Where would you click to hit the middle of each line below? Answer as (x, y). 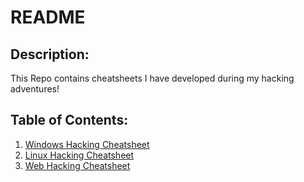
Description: (50, 54)
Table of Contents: (69, 120)
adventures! (35, 89)
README (48, 17)
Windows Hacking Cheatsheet (87, 144)
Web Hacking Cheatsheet (77, 165)
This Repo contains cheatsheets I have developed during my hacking (152, 78)
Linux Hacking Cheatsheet (79, 155)
